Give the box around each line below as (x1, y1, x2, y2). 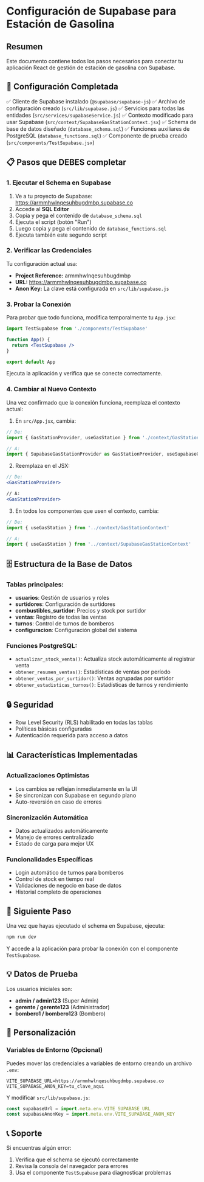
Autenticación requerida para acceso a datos (15, 732, 128, 739)
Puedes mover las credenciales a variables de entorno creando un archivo (6, 1060, 192, 1067)
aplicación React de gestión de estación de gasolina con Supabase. (6, 64, 176, 71)
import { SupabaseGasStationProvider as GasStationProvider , (6, 451, 165, 457)
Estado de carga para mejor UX (15, 840, 94, 847)
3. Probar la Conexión (6, 300, 72, 308)
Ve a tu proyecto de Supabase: (15, 192, 93, 200)
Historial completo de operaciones (15, 888, 101, 895)
